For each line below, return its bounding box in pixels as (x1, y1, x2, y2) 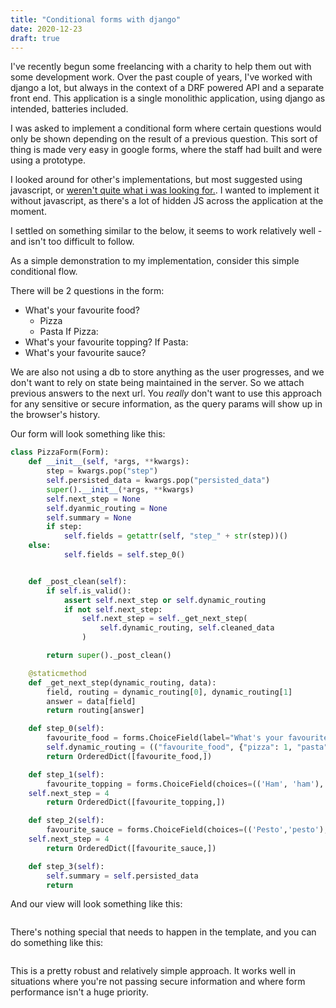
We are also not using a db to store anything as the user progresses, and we (10, 366, 325, 378)
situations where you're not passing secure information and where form (10, 976, 306, 988)
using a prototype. (10, 154, 86, 166)
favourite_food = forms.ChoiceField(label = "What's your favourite (46, 733, 329, 743)
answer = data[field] (46, 696, 137, 706)
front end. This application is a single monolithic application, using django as (10, 92, 326, 105)
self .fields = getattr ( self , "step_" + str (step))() (63, 531, 288, 541)
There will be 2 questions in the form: (10, 285, 165, 297)
